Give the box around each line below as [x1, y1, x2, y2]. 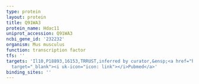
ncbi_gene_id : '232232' [6, 36, 65, 42]
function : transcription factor [6, 47, 86, 53]
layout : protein [6, 14, 46, 20]
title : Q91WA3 [6, 20, 41, 25]
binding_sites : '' [6, 69, 52, 75]
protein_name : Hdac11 [6, 25, 60, 31]
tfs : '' [6, 53, 25, 59]
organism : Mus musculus [6, 42, 65, 48]
